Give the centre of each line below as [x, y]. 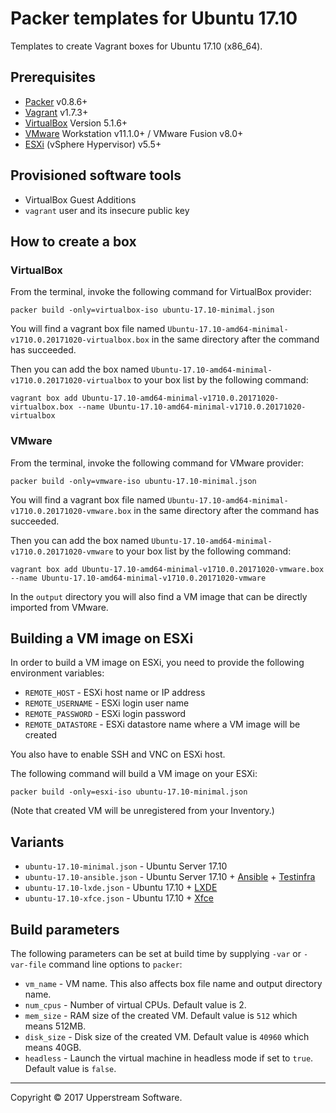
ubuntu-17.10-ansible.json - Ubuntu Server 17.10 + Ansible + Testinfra [170, 877]
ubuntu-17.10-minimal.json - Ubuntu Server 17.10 [126, 866]
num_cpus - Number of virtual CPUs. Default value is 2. [135, 1004]
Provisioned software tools [96, 175]
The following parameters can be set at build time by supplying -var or [156, 953]
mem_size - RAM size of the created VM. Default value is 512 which [161, 1015]
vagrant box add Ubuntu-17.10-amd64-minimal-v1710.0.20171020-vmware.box [167, 569]
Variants [37, 842]
